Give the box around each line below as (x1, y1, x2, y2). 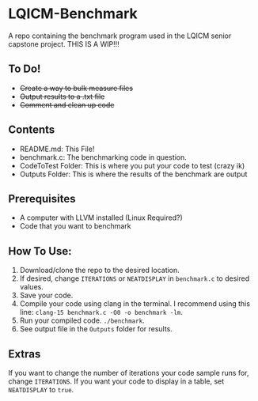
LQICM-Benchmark (8, 5, 138, 23)
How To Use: (8, 244, 72, 258)
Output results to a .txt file (19, 92, 105, 101)
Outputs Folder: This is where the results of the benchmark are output (19, 169, 248, 179)
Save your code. (19, 290, 74, 301)
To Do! (8, 62, 41, 76)
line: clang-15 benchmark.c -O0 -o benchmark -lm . (19, 308, 184, 317)
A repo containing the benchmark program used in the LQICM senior (8, 31, 232, 40)
